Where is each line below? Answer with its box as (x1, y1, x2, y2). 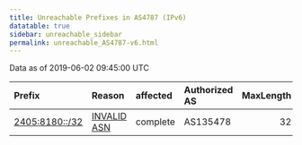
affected (135, 90, 173, 102)
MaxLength (241, 90, 292, 102)
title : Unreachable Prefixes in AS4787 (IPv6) (9, 13, 187, 22)
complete (135, 115, 175, 128)
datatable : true (9, 21, 70, 30)
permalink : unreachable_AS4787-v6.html (9, 38, 159, 47)
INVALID (91, 110, 128, 123)
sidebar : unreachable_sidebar (9, 30, 123, 38)
